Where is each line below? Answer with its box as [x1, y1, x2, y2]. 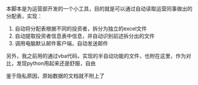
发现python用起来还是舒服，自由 [16, 60, 96, 67]
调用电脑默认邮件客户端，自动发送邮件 [14, 40, 108, 47]
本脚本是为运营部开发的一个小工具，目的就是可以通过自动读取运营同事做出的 [6, 5, 193, 12]
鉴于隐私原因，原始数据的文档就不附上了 [6, 73, 105, 79]
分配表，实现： [6, 12, 43, 19]
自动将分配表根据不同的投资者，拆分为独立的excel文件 [14, 25, 147, 32]
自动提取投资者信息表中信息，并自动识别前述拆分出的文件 [14, 32, 155, 40]
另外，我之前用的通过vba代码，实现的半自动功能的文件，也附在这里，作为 [6, 53, 186, 59]
